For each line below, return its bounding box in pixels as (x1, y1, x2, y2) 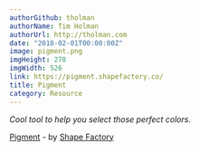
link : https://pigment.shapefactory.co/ (9, 72, 165, 81)
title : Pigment (9, 80, 67, 90)
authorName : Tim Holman (9, 22, 99, 31)
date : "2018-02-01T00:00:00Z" (9, 38, 124, 48)
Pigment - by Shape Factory (9, 131, 115, 142)
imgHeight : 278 (9, 55, 67, 64)
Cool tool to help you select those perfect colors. (9, 114, 192, 125)
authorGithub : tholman (9, 13, 95, 23)
